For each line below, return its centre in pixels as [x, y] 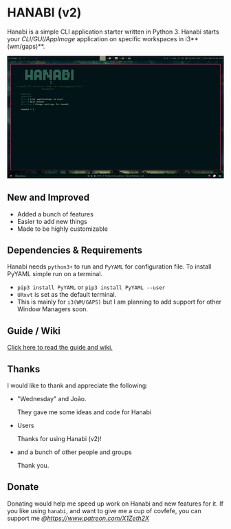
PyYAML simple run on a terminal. [55, 274]
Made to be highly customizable [63, 229]
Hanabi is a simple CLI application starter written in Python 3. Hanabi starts [113, 32]
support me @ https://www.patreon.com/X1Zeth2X [78, 518]
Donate [23, 487]
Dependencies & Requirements [75, 250]
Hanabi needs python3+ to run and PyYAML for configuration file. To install [109, 267]
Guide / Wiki [34, 331]
